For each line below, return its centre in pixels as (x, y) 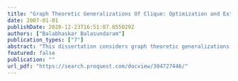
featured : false (31, 54)
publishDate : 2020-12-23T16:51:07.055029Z (71, 27)
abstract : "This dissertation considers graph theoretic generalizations (119, 46)
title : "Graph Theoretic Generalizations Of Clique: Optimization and (114, 14)
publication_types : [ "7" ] (45, 40)
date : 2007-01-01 (33, 20)
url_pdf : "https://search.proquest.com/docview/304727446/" (98, 66)
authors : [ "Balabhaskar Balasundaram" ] (66, 33)
